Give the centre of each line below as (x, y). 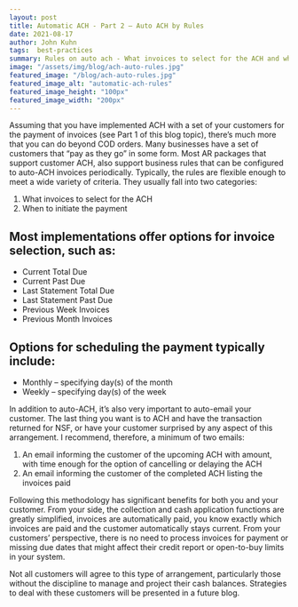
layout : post (33, 17)
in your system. (37, 557)
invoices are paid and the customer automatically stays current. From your (145, 528)
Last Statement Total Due (68, 291)
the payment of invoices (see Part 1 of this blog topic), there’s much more (143, 135)
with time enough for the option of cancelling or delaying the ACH (142, 464)
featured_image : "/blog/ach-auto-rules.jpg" (93, 76)
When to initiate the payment (74, 209)
